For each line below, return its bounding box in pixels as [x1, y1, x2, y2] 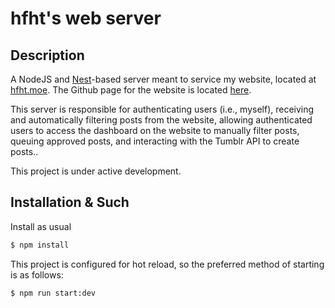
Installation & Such [10, 194, 130, 211]
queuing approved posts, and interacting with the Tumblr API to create [10, 135, 300, 147]
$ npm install [10, 240, 70, 250]
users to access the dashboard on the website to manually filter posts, [10, 125, 300, 136]
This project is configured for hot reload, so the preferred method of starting [10, 258, 325, 270]
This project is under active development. [10, 165, 182, 177]
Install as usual [10, 220, 72, 232]
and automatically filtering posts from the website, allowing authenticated [10, 114, 313, 126]
